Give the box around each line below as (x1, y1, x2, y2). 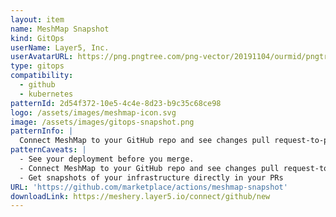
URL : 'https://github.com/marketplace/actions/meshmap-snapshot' (10, 182, 288, 192)
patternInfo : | (10, 126, 74, 136)
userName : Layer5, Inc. (10, 42, 110, 53)
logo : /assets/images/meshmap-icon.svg (10, 107, 177, 118)
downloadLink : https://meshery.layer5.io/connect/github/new (10, 191, 271, 201)
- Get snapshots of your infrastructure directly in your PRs (19, 172, 284, 183)
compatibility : (10, 71, 74, 81)
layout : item (10, 14, 65, 25)
